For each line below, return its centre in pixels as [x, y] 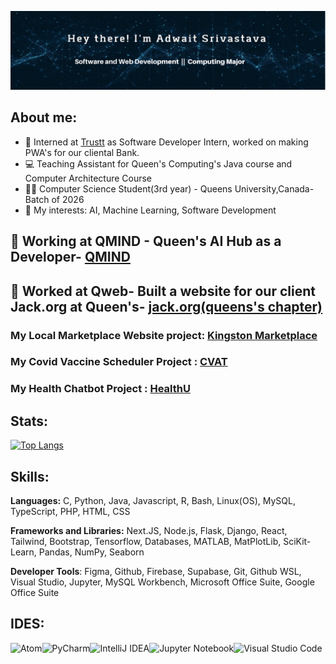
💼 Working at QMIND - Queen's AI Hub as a [146, 241]
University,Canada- [274, 188]
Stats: [29, 421]
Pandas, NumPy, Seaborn [91, 552]
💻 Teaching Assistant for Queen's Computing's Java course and [158, 163]
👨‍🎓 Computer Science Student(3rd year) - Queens [128, 188]
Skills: [30, 476]
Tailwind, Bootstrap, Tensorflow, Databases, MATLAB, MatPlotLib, [146, 541]
